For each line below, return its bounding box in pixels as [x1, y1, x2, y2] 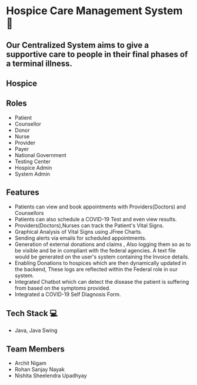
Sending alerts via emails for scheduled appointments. [14, 234, 147, 241]
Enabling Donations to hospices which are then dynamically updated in [14, 259, 186, 266]
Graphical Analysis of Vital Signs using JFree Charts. [14, 228, 142, 235]
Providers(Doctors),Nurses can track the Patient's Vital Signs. [14, 222, 165, 229]
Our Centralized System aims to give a [6, 40, 149, 50]
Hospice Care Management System [6, 4, 183, 18]
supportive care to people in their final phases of [6, 49, 188, 59]
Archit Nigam [14, 360, 47, 367]
